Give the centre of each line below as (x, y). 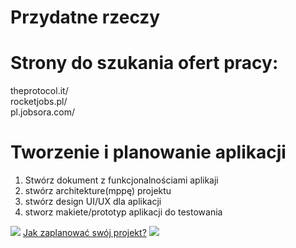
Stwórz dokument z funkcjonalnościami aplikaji (121, 180)
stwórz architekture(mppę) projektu (98, 191)
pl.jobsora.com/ (43, 112)
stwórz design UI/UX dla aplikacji (93, 202)
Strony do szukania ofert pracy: (144, 63)
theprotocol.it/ (39, 91)
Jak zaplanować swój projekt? (84, 233)
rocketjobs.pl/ (39, 102)
